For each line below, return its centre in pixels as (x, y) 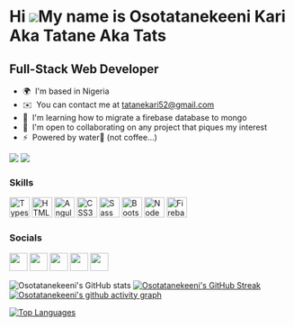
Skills (22, 182)
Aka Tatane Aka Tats (88, 36)
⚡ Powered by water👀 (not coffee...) (89, 137)
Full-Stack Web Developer (84, 69)
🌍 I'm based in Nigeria (66, 91)
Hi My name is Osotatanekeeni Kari (147, 17)
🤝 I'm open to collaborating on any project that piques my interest (145, 127)
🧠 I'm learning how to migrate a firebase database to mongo (134, 118)
